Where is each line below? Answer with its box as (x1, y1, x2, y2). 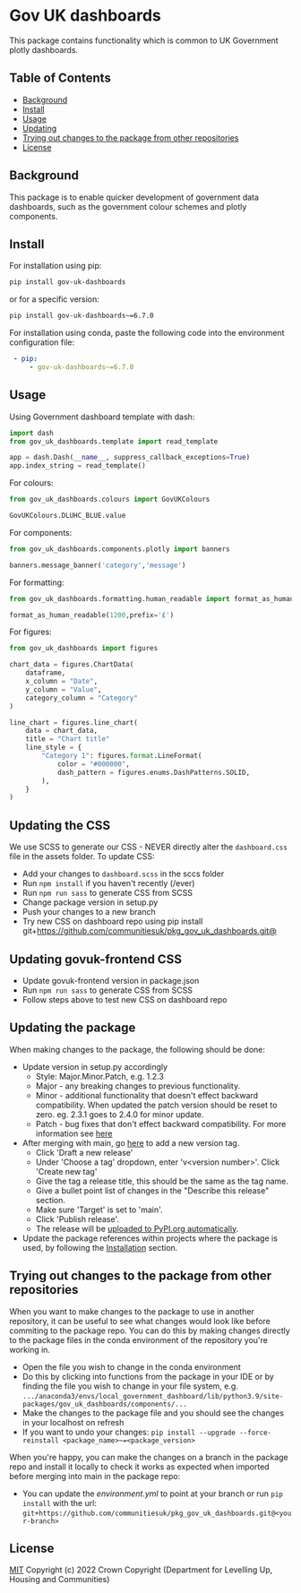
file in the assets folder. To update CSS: (9, 851, 155, 862)
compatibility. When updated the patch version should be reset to (35, 1099, 278, 1110)
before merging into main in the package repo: (9, 1470, 181, 1481)
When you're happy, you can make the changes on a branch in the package (9, 1451, 288, 1462)
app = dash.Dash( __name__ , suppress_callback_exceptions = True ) (9, 453, 251, 462)
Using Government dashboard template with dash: (9, 411, 195, 422)
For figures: (9, 626, 52, 637)
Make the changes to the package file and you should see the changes (21, 1408, 285, 1418)
